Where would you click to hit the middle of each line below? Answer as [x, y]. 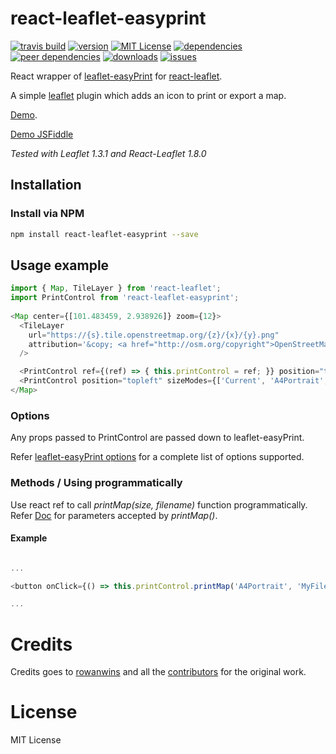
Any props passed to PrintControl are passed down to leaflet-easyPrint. [157, 438]
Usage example [60, 265]
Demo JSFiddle [42, 134]
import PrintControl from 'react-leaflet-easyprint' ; [125, 298]
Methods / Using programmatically [96, 483]
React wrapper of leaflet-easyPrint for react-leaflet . [116, 76]
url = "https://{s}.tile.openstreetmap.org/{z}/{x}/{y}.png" [154, 335]
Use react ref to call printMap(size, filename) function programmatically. [159, 504]
